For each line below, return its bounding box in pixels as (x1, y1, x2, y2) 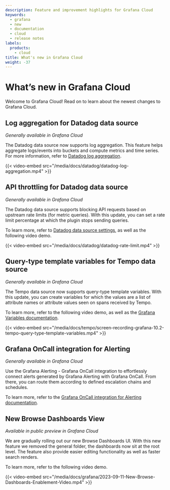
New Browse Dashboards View (5, 414, 105, 423)
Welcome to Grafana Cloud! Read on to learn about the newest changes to (5, 98, 161, 105)
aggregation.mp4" (5, 168, 44, 174)
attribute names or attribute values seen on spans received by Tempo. (5, 299, 152, 305)
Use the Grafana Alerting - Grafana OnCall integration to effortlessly (5, 368, 147, 374)
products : (10, 45, 30, 50)
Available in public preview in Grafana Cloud (5, 428, 98, 434)
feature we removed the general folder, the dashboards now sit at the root (5, 443, 160, 449)
